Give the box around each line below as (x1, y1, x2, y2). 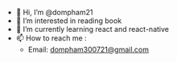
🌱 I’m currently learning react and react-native (15, 25, 169, 33)
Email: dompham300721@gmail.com (27, 45, 149, 54)
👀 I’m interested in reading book (15, 16, 122, 25)
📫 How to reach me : (15, 33, 87, 43)
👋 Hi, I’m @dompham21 (15, 8, 93, 17)
